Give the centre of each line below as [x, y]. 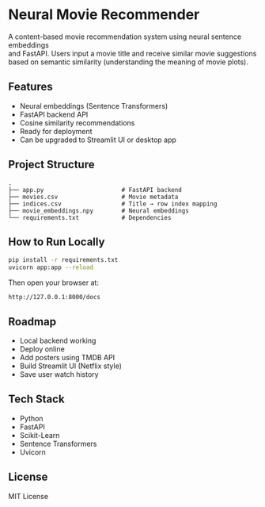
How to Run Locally [57, 242]
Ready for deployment [56, 131]
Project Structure [51, 165]
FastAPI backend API [54, 114]
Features [30, 87]
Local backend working [58, 340]
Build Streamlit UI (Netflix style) [71, 366]
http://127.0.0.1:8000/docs [55, 298]
